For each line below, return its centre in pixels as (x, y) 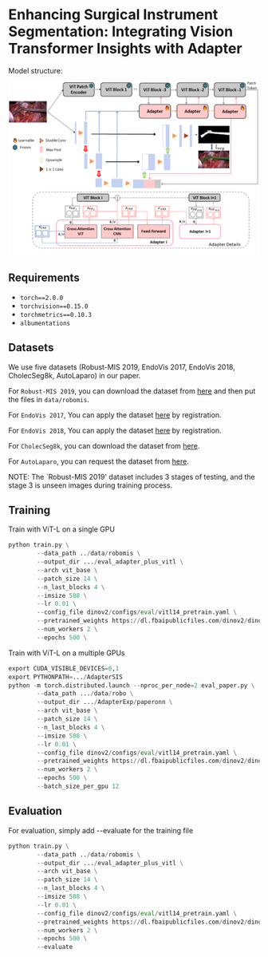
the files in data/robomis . (49, 399)
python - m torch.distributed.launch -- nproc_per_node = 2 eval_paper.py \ (132, 685)
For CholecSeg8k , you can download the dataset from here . (104, 445)
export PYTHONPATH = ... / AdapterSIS (66, 677)
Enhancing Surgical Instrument (113, 15)
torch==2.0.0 (41, 298)
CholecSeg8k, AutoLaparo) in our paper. (75, 375)
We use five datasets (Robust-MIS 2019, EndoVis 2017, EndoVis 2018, (122, 367)
